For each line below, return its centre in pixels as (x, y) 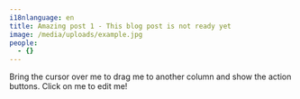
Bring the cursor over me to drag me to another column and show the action (150, 76)
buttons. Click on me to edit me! (68, 86)
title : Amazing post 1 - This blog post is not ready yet (120, 26)
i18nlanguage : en (42, 18)
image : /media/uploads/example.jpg (76, 34)
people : (24, 43)
